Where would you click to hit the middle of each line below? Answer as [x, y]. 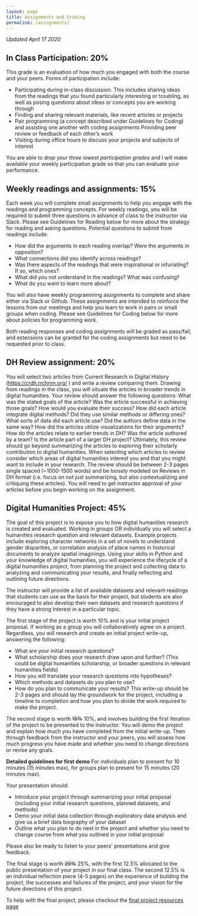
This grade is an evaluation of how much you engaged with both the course [98, 72]
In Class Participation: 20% [57, 58]
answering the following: [36, 639]
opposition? [29, 252]
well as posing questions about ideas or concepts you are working [95, 102]
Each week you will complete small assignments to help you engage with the [99, 203]
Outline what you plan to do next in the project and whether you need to [102, 828]
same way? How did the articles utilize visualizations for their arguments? [95, 427]
